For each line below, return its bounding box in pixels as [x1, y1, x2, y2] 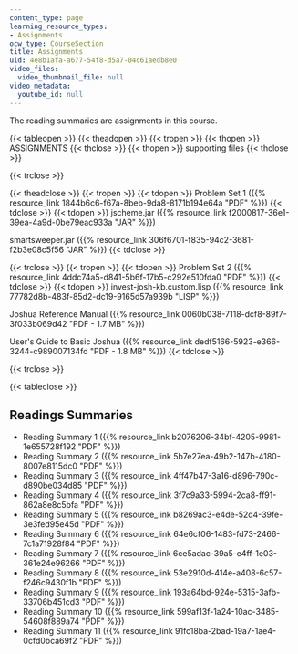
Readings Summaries [9, 407, 134, 423]
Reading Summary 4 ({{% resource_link [22, 490, 172, 501]
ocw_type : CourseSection [9, 38, 104, 48]
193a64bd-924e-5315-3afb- [172, 586, 281, 598]
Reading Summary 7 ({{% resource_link [22, 548, 171, 559]
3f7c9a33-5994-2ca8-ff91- [173, 490, 277, 501]
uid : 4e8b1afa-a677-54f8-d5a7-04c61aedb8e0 [9, 56, 178, 65]
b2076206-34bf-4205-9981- [171, 431, 282, 443]
